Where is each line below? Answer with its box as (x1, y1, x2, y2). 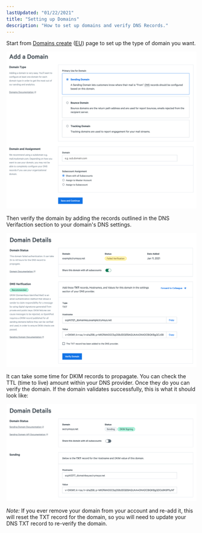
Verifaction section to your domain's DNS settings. (6, 220, 131, 228)
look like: (6, 391, 29, 399)
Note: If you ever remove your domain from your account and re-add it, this (6, 507, 194, 514)
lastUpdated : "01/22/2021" (6, 10, 74, 16)
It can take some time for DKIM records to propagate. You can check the (6, 372, 186, 379)
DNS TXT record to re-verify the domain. (6, 520, 107, 527)
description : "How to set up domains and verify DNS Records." (6, 22, 169, 28)
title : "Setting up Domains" (6, 16, 80, 22)
